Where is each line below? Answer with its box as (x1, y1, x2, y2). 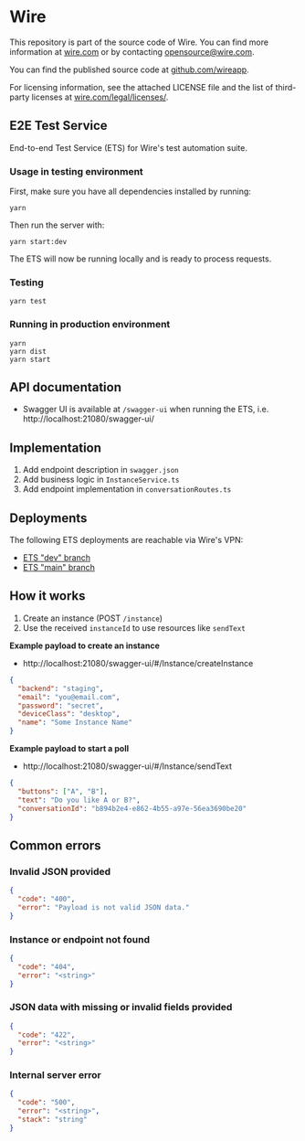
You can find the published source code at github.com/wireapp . (9, 64, 249, 75)
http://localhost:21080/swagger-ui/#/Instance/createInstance (22, 657, 254, 668)
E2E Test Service (9, 118, 108, 133)
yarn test (9, 297, 47, 306)
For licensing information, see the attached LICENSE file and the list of (9, 81, 274, 92)
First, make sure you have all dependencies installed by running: (9, 186, 251, 197)
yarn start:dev (9, 238, 68, 247)
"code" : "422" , (17, 1030, 76, 1040)
